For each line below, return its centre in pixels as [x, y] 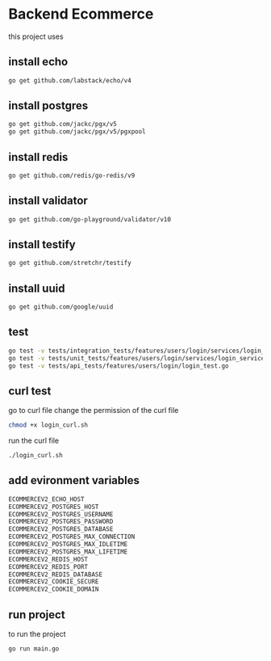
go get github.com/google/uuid [61, 307]
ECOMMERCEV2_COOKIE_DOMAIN [54, 589]
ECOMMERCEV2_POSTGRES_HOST [54, 507]
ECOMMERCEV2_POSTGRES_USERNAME [61, 514]
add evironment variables [74, 480]
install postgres [48, 106]
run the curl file [33, 440]
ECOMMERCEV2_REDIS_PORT [48, 566]
